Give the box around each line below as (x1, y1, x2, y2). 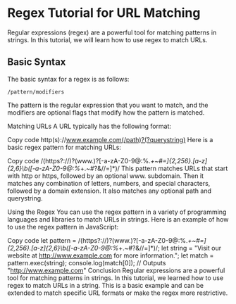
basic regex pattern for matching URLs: (7, 143, 122, 151)
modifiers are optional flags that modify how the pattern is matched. (7, 108, 205, 117)
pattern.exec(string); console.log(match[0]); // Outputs (7, 258, 166, 267)
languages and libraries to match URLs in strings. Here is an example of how (7, 215, 229, 223)
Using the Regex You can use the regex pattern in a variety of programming (7, 208, 227, 216)
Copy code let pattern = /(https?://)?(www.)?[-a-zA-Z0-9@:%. (7, 236, 188, 244)
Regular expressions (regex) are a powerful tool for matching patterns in (7, 28, 217, 37)
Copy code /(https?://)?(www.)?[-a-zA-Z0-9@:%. (7, 156, 151, 165)
